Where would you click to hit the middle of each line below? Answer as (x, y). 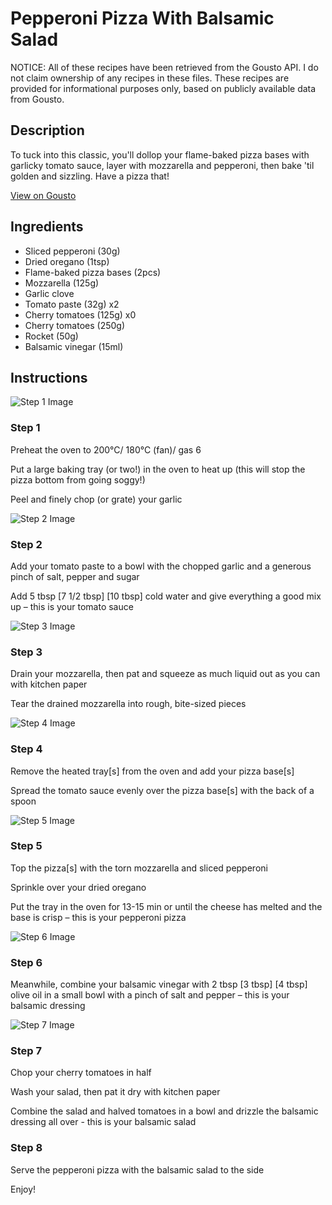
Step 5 (26, 846)
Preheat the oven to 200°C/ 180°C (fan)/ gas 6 (106, 449)
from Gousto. (37, 99)
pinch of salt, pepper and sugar (75, 576)
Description (47, 130)
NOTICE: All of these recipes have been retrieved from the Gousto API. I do (164, 67)
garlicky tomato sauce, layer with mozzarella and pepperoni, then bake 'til (162, 165)
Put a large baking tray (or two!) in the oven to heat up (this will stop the (158, 469)
